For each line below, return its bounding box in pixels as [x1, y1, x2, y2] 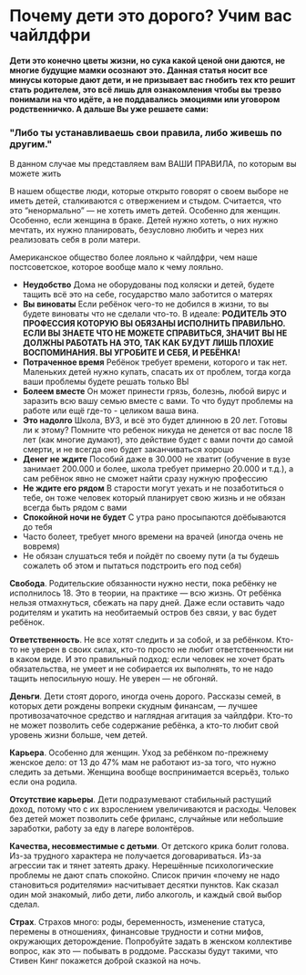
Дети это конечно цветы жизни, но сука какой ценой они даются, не [9, 55, 285, 66]
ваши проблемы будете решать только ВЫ [22, 376, 189, 388]
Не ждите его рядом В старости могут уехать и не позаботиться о [22, 482, 284, 493]
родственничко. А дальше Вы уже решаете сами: [9, 103, 209, 114]
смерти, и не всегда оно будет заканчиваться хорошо [22, 444, 235, 455]
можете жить [9, 168, 62, 179]
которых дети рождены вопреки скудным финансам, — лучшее [9, 700, 258, 711]
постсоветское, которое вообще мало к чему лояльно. [9, 262, 224, 273]
